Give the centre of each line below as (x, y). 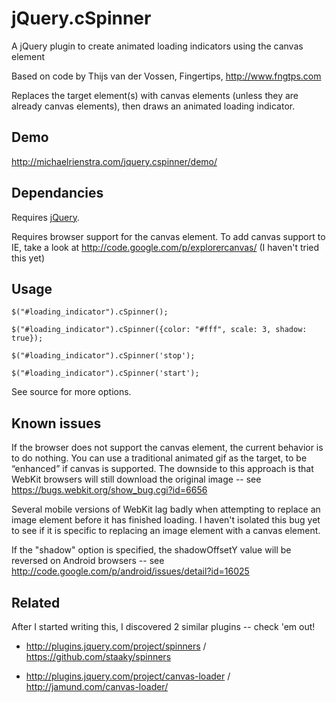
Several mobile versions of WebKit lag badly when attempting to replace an (166, 509)
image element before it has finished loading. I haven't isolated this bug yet (166, 520)
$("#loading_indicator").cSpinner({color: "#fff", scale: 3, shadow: (159, 330)
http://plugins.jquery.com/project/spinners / (116, 646)
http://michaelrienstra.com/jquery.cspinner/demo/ (114, 161)
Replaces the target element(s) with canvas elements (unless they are (155, 95)
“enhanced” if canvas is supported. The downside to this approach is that (162, 469)
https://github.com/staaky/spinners (98, 656)
